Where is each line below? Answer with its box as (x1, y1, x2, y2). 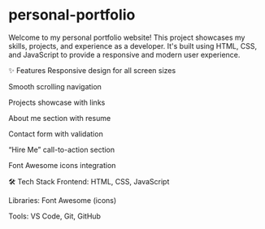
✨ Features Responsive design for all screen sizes (8, 65, 176, 75)
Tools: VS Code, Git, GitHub (8, 211, 102, 221)
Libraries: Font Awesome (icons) (8, 195, 117, 205)
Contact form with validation (8, 128, 103, 139)
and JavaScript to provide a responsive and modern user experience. (8, 50, 241, 59)
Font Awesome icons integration (8, 160, 116, 170)
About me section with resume (8, 113, 111, 123)
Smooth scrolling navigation (8, 81, 102, 91)
